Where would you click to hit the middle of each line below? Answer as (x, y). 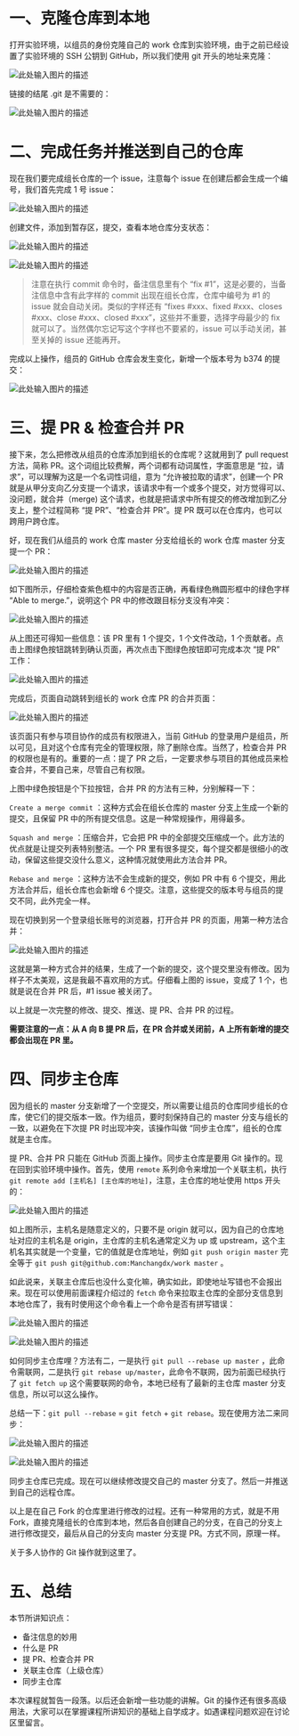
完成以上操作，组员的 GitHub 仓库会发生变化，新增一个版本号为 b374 (136, 358)
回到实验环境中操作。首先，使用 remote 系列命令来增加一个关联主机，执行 (152, 1169)
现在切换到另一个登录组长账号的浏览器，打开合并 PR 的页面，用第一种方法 (145, 919)
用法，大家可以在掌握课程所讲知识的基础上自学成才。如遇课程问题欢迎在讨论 (149, 1711)
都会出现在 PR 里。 (44, 1039)
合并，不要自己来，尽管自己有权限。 (83, 769)
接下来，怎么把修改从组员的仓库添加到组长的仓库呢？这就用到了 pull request (149, 454)
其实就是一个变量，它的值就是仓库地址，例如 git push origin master (151, 1251)
